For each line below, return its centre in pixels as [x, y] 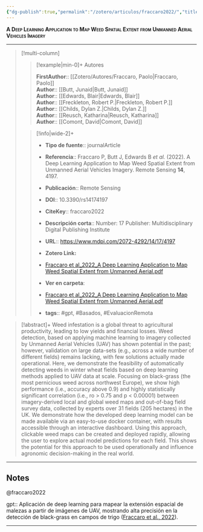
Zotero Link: [61, 253]
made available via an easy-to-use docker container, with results [101, 421]
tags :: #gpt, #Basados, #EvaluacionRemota [99, 313]
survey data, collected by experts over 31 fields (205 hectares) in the [107, 408]
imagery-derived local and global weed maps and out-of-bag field [103, 402]
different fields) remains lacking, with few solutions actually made [103, 357]
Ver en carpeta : [65, 283]
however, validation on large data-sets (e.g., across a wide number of [108, 350]
